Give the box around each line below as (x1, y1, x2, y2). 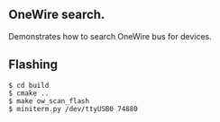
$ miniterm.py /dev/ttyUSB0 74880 (8, 104, 139, 113)
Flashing (8, 57, 59, 73)
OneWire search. (8, 7, 105, 22)
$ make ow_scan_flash (8, 96, 90, 106)
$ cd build (8, 81, 50, 90)
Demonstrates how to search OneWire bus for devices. (8, 30, 213, 41)
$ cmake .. (8, 89, 50, 98)
